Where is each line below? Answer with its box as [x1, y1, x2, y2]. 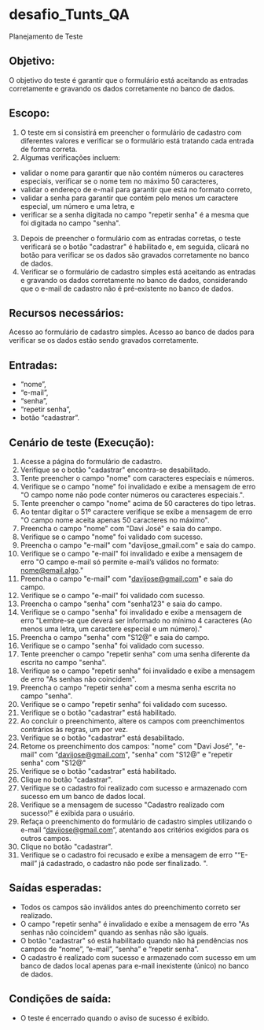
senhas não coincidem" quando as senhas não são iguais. [20, 928, 209, 937]
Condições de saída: [9, 992, 112, 1006]
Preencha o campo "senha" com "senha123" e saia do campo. [20, 599, 222, 608]
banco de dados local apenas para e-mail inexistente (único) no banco [20, 961, 250, 970]
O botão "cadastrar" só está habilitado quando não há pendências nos [20, 935, 248, 945]
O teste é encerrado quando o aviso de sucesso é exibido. [20, 1013, 210, 1022]
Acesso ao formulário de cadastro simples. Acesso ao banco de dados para [9, 327, 255, 337]
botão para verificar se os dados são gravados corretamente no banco [20, 250, 250, 259]
